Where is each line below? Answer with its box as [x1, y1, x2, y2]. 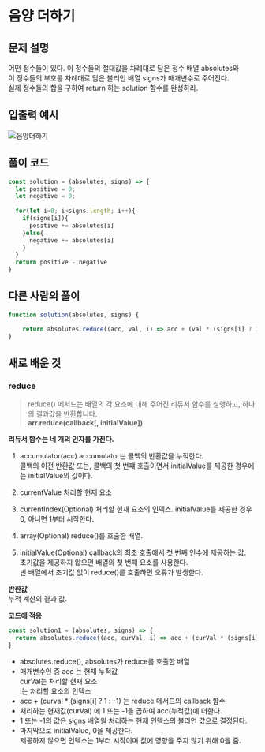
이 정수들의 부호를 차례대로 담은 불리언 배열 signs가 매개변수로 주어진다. [8, 73, 230, 83]
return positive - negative [15, 258, 108, 267]
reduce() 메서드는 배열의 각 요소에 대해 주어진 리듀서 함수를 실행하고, [27, 399, 241, 409]
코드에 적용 [8, 611, 42, 620]
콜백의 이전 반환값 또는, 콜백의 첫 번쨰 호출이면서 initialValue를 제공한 [19, 461, 234, 470]
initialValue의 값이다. [28, 471, 93, 481]
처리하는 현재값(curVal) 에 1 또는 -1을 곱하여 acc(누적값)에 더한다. [19, 705, 222, 715]
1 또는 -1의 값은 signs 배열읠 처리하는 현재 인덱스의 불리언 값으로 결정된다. [19, 716, 248, 725]
